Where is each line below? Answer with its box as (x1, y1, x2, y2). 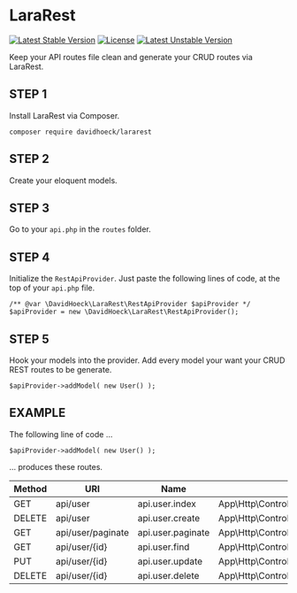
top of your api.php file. (9, 282, 95, 293)
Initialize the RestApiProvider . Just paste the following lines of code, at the (9, 273, 280, 284)
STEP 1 (9, 87, 48, 102)
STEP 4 (9, 250, 50, 265)
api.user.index (137, 497, 196, 510)
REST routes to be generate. (9, 365, 112, 374)
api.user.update (137, 555, 203, 567)
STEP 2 (9, 151, 50, 166)
